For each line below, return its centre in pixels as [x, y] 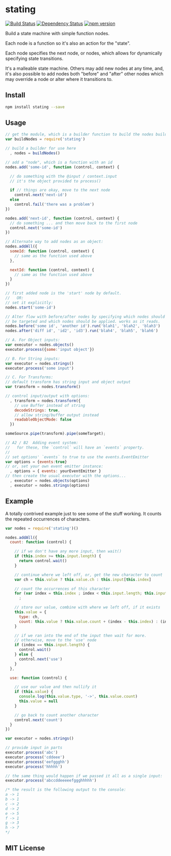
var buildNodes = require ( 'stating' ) [45, 139]
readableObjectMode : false [43, 420]
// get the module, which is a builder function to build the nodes [79, 134]
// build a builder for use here [41, 149]
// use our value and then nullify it [55, 687]
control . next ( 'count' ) [38, 720]
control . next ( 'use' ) [40, 659]
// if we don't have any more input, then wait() [68, 551]
